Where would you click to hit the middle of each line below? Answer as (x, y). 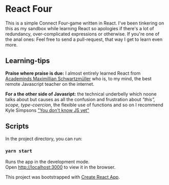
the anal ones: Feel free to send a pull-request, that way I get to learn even (84, 39)
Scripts (17, 126)
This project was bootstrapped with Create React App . (63, 177)
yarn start (19, 151)
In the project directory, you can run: (44, 138)
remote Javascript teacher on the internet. (50, 84)
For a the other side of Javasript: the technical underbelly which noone (81, 94)
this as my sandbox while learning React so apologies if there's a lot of (80, 28)
